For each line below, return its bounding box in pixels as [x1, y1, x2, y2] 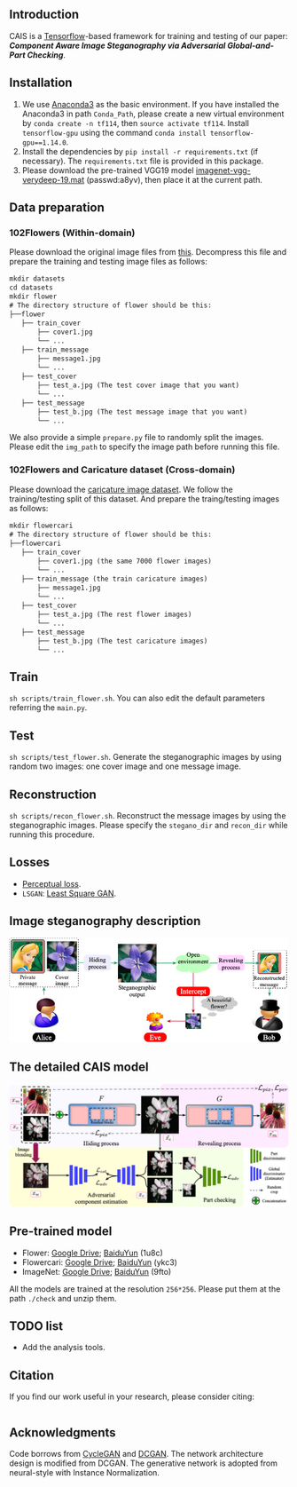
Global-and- [227, 40, 275, 51]
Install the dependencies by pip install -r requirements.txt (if [21, 146, 259, 156]
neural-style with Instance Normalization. [9, 1467, 160, 1478]
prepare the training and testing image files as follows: [9, 257, 208, 267]
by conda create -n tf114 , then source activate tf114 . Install [21, 117, 250, 128]
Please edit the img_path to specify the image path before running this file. [9, 441, 280, 452]
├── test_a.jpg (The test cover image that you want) [36, 381, 240, 390]
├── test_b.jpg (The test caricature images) [36, 637, 208, 645]
